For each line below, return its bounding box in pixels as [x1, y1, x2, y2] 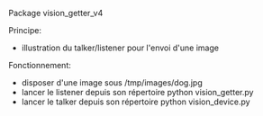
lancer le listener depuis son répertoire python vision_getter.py [21, 87, 254, 97]
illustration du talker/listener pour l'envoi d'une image [21, 42, 220, 53]
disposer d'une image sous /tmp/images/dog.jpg [21, 77, 204, 88]
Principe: [8, 25, 42, 35]
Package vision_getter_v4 [8, 8, 104, 18]
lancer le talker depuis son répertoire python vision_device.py [21, 96, 250, 107]
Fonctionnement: [8, 60, 71, 70]
